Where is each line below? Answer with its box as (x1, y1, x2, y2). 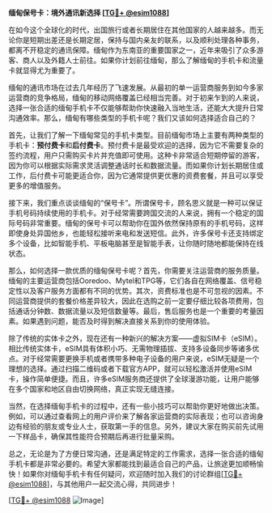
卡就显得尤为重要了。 (8, 66, 79, 75)
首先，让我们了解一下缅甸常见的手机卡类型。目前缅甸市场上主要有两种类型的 (8, 130, 264, 140)
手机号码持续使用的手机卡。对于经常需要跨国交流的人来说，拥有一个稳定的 (8, 208, 257, 218)
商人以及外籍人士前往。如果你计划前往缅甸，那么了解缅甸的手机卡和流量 (22, 56, 264, 65)
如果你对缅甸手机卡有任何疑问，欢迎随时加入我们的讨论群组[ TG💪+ (22, 469, 243, 478)
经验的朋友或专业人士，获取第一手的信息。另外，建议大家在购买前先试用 (22, 422, 264, 431)
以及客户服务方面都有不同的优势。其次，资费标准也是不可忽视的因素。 (22, 286, 257, 295)
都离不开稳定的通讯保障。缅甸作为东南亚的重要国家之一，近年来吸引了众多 (8, 45, 257, 55)
